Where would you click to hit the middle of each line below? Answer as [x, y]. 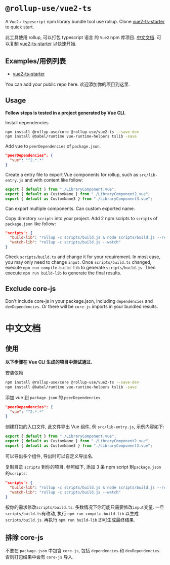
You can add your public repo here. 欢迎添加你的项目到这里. [68, 84]
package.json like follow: [31, 224]
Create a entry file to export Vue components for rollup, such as [72, 174]
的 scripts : [16, 473]
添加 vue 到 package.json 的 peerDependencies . [54, 397]
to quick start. [20, 27]
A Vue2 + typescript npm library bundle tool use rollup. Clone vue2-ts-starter [85, 21]
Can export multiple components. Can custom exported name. [70, 208]
